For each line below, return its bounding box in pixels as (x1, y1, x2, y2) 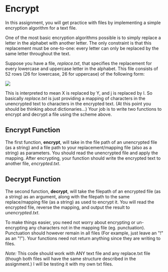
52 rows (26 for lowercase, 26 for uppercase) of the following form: (5, 71, 145, 77)
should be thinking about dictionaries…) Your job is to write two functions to (5, 106, 162, 112)
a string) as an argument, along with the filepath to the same (5, 193, 130, 199)
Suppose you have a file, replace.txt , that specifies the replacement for (5, 60, 152, 66)
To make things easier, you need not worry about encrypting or (5, 219, 136, 225)
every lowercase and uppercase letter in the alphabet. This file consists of (5, 66, 158, 72)
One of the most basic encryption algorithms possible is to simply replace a (5, 35, 161, 41)
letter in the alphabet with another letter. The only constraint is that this (5, 40, 152, 46)
